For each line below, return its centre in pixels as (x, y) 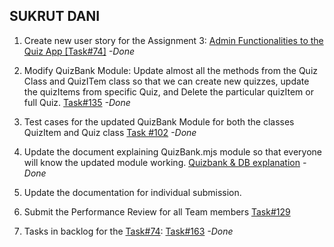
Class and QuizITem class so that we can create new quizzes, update (166, 81)
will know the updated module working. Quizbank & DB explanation (162, 162)
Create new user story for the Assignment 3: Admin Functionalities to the (173, 40)
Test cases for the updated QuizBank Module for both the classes (159, 121)
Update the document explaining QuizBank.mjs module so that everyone (172, 151)
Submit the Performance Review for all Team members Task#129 (157, 211)
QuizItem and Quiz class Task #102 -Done (110, 132)
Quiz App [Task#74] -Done (79, 51)
